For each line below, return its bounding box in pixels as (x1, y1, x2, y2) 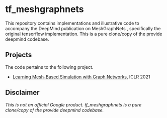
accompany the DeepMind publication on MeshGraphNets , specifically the (5, 25, 161, 31)
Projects (5, 51, 32, 59)
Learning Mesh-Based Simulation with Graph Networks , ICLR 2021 (12, 74, 150, 80)
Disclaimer (5, 88, 40, 97)
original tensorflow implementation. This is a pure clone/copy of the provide (5, 31, 162, 37)
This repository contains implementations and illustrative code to (5, 20, 139, 26)
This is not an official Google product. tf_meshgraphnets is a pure (5, 101, 142, 107)
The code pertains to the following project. (5, 64, 94, 70)
